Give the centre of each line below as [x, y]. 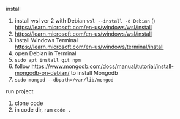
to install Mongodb [94, 73]
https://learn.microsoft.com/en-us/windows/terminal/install [89, 47]
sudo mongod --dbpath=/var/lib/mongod [64, 80]
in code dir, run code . [43, 109]
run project [20, 91]
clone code [29, 103]
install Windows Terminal [46, 40]
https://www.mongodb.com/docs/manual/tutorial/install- [103, 66]
